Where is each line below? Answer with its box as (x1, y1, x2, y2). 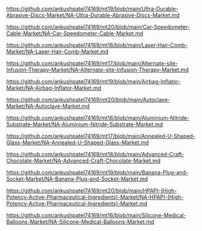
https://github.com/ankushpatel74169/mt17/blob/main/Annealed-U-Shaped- (6, 133, 195, 139)
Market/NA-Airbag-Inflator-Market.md (6, 84, 102, 92)
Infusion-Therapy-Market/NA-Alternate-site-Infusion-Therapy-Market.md (6, 66, 189, 73)
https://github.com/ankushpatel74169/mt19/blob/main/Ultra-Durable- (6, 5, 178, 12)
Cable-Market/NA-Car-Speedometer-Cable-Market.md (6, 30, 143, 37)
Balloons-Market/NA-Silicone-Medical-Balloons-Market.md (6, 218, 154, 225)
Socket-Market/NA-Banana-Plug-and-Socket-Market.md (6, 175, 148, 182)
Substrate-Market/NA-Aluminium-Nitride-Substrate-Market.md (6, 121, 163, 128)
